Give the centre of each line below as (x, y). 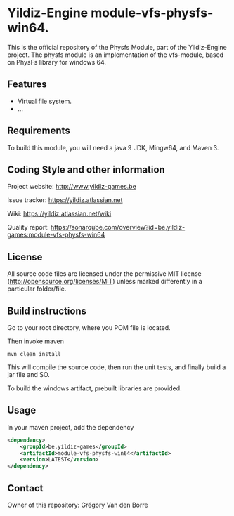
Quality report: (28, 227)
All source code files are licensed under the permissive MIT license (104, 274)
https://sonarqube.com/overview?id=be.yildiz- (118, 227)
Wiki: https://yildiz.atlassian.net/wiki (59, 214)
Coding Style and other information (86, 170)
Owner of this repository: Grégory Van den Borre (78, 505)
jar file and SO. (29, 375)
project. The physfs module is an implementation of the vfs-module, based (115, 55)
